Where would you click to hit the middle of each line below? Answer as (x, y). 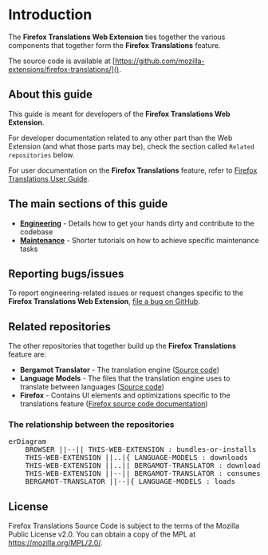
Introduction (50, 15)
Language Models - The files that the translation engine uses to (125, 378)
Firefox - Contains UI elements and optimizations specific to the (125, 395)
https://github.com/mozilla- (160, 61)
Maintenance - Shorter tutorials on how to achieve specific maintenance (139, 240)
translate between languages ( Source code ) (92, 387)
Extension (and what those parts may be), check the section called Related (132, 146)
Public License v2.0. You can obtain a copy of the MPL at (102, 534)
